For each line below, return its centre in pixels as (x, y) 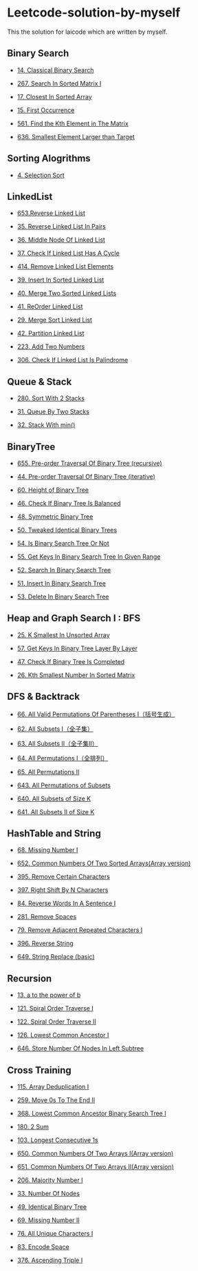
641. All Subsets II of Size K (56, 812)
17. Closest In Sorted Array (54, 96)
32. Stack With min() (46, 425)
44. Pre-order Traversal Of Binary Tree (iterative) (86, 476)
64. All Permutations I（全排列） (63, 758)
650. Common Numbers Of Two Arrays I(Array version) (95, 1154)
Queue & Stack (40, 381)
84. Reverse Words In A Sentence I (66, 903)
